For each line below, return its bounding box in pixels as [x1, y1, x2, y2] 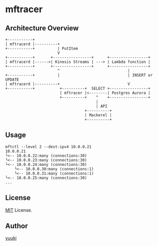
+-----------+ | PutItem [5, 46, 78, 51]
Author [5, 222, 28, 230]
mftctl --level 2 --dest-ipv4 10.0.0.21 [5, 144, 92, 149]
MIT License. [5, 207, 32, 213]
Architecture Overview [5, 24, 79, 32]
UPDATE [5, 77, 19, 82]
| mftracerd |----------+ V [5, 82, 130, 87]
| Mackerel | [84, 113, 112, 118]
